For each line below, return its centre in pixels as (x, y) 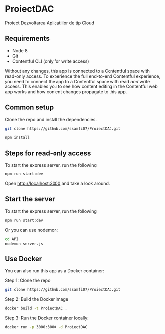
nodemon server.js (24, 244)
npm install (17, 138)
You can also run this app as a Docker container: (55, 271)
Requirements (27, 39)
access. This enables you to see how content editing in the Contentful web (81, 86)
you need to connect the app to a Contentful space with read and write (78, 81)
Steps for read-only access (48, 153)
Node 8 (20, 50)
